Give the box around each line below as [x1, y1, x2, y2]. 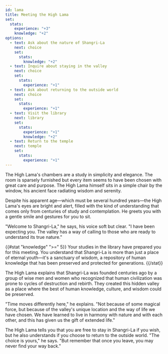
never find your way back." [5, 343, 62, 349]
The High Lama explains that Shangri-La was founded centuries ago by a [5, 270, 157, 276]
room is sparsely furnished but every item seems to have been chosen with [5, 177, 162, 183]
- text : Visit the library [10, 111, 67, 116]
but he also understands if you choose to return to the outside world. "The [5, 332, 160, 338]
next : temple [14, 143, 42, 149]
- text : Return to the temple [10, 139, 73, 144]
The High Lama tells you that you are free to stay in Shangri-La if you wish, [5, 327, 160, 333]
